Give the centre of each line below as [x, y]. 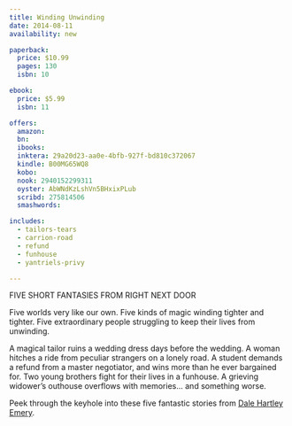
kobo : [27, 172]
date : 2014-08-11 [41, 26]
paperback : [29, 50]
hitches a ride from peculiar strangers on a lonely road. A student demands [146, 358]
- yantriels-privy [51, 262]
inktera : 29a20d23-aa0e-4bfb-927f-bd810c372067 [107, 156]
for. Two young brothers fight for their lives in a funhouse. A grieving [134, 376]
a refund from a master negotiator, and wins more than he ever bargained [143, 368]
